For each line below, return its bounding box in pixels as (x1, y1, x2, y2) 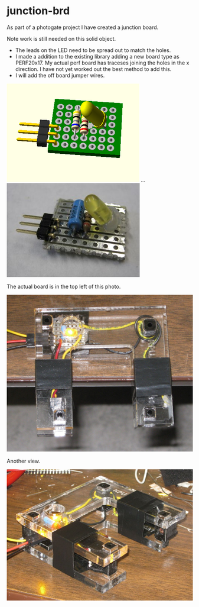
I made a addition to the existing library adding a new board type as (15, 53, 180, 60)
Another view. (6, 457, 41, 464)
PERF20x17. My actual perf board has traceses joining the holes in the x (15, 59, 190, 66)
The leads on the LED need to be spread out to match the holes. (15, 46, 171, 54)
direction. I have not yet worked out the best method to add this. (15, 65, 172, 72)
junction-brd (6, 4, 70, 18)
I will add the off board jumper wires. (15, 72, 105, 79)
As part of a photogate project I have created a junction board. (6, 24, 159, 31)
